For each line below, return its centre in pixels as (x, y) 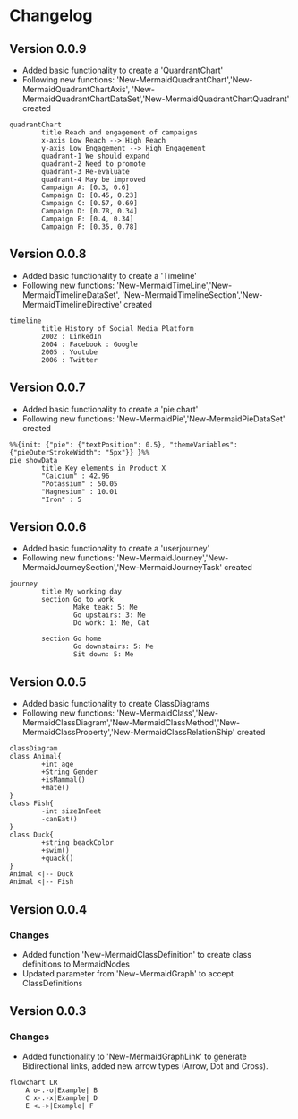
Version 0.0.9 (48, 49)
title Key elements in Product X (104, 468)
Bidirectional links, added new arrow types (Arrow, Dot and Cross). (145, 1066)
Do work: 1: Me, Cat (111, 623)
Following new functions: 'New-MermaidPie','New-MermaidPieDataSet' (153, 419)
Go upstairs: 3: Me (109, 615)
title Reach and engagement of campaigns (120, 133)
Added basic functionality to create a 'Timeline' (109, 275)
